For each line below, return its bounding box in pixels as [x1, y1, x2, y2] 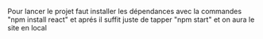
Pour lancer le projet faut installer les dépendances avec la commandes [7, 7, 242, 16]
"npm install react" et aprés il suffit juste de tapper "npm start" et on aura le [7, 15, 255, 24]
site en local [7, 23, 47, 32]
